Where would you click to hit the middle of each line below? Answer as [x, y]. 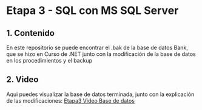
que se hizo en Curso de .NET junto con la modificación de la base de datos [101, 54]
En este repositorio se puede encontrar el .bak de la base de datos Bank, [97, 47]
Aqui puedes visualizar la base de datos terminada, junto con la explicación [100, 94]
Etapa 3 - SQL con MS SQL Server [93, 11]
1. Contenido [30, 33]
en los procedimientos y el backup [49, 60]
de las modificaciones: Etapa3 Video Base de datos [71, 100]
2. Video [22, 80]
